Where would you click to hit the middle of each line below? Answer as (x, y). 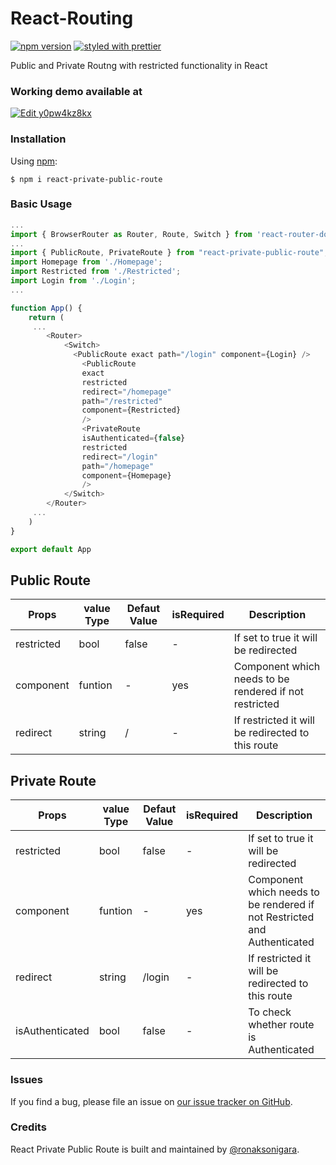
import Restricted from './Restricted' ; (96, 272)
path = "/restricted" (122, 401)
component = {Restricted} (131, 410)
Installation (38, 139)
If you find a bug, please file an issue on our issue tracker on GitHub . (151, 1101)
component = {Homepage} (126, 475)
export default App (51, 549)
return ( (46, 317)
